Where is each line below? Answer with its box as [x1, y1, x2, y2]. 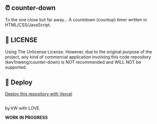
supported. [5, 64, 27, 70]
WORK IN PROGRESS [5, 114, 48, 120]
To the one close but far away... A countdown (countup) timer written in [5, 16, 147, 22]
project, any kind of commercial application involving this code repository [5, 54, 151, 60]
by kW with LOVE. [5, 105, 41, 111]
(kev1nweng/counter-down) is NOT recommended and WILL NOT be [5, 59, 142, 65]
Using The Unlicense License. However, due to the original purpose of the [5, 48, 152, 55]
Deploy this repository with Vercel [5, 91, 72, 97]
